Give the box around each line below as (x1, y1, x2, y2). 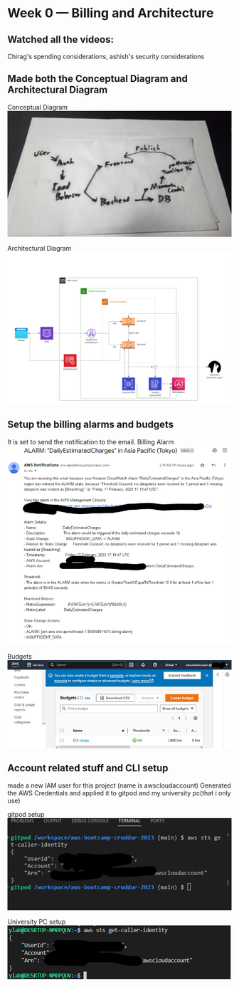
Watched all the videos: (7, 33, 114, 46)
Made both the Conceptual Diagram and (7, 73, 188, 85)
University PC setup (7, 917, 66, 926)
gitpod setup (7, 810, 45, 818)
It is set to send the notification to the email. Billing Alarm (7, 437, 174, 446)
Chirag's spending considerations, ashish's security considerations (7, 52, 205, 61)
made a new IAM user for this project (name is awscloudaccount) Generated (7, 781, 231, 790)
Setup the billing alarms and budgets (7, 419, 174, 431)
